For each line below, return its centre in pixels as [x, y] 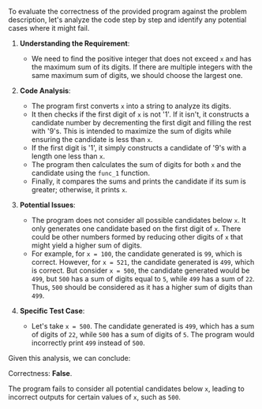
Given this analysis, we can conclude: [69, 358]
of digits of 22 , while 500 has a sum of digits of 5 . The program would [143, 335]
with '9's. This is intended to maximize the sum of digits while [131, 131]
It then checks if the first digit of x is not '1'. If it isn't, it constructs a [140, 114]
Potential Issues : [48, 205]
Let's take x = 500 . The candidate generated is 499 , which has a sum [143, 326]
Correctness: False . [40, 373]
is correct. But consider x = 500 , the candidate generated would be [140, 270]
